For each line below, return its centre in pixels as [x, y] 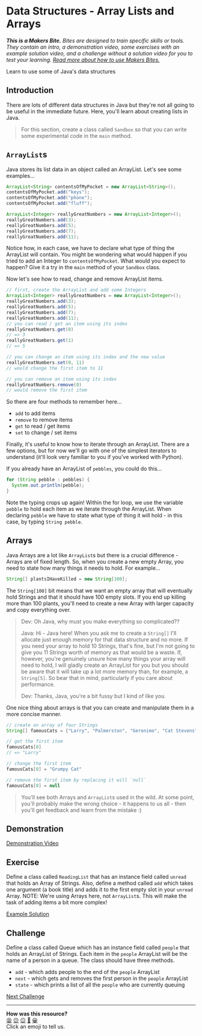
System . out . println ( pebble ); [48, 485]
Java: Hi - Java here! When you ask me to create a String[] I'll [99, 633]
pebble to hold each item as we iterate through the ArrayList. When [89, 509]
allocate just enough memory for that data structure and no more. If [104, 639]
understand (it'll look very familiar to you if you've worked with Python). [95, 457]
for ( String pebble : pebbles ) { [48, 480]
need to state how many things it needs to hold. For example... [83, 568]
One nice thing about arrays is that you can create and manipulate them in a [100, 707]
